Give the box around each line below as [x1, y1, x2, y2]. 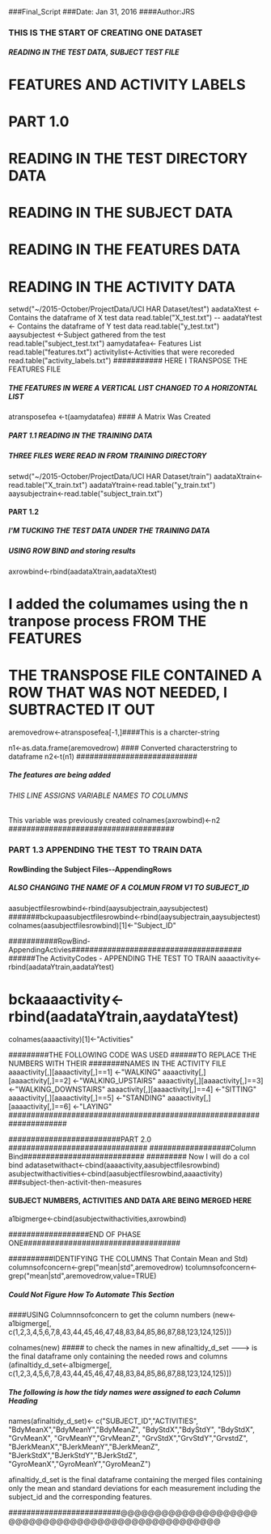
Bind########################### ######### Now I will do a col [8, 1151, 250, 1161]
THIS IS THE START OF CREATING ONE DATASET [8, 27, 203, 38]
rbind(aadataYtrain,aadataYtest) [8, 962, 115, 972]
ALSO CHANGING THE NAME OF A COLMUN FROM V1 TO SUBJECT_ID [8, 883, 249, 892]
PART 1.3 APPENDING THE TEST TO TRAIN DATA [8, 845, 202, 856]
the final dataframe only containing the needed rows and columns [8, 1351, 228, 1361]
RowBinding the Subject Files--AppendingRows [8, 864, 172, 874]
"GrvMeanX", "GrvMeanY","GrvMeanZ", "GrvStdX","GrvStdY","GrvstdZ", [8, 1433, 248, 1443]
